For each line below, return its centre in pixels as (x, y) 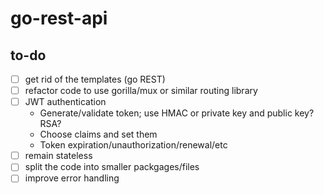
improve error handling (72, 178)
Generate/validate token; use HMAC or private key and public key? (177, 113)
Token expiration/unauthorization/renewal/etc (133, 145)
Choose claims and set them (98, 134)
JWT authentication (65, 102)
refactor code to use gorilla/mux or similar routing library (141, 91)
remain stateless (58, 156)
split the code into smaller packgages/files (112, 167)
